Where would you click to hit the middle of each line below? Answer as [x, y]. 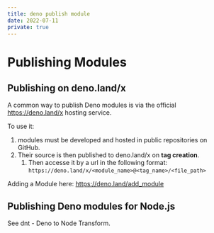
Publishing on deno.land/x [67, 88]
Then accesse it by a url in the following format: [98, 163]
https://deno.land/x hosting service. [60, 113]
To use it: [21, 126]
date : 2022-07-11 [33, 21]
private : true [28, 27]
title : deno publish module [49, 14]
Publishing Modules [67, 62]
